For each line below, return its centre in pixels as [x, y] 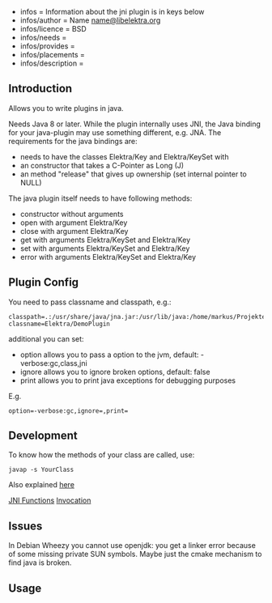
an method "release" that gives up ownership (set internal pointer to [133, 174]
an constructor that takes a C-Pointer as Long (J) [102, 165]
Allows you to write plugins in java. [66, 108]
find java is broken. [40, 563]
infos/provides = [47, 46]
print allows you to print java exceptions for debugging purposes [128, 380]
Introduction [40, 89]
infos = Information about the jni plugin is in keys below [112, 12]
